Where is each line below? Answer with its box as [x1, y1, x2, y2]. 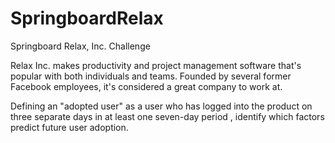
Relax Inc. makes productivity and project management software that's [10, 59, 302, 71]
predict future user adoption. [10, 121, 129, 133]
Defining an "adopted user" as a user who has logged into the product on [10, 100, 313, 112]
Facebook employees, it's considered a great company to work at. [10, 80, 283, 92]
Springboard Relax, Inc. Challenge [10, 40, 151, 52]
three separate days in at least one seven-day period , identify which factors [10, 110, 325, 122]
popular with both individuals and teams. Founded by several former [10, 70, 292, 82]
